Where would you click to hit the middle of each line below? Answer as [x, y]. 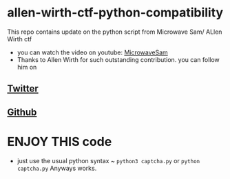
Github [22, 112]
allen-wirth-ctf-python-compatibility [115, 13]
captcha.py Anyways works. [57, 168]
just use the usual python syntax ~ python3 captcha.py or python [108, 160]
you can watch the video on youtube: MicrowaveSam [93, 52]
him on [27, 67]
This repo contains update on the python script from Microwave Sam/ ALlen [115, 32]
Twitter [23, 88]
